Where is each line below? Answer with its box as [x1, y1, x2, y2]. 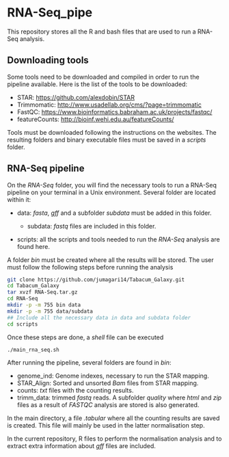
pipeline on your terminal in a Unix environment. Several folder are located [7, 188, 217, 196]
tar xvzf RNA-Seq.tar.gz [7, 289, 78, 296]
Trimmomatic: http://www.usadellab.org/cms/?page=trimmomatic [16, 101, 202, 109]
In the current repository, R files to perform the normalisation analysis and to [7, 434, 222, 443]
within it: [7, 195, 31, 203]
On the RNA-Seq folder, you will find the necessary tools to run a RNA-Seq [7, 181, 217, 189]
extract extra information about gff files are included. [7, 442, 156, 450]
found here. [16, 242, 50, 250]
